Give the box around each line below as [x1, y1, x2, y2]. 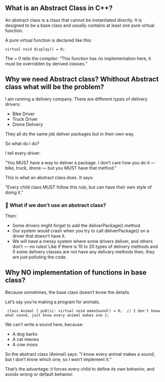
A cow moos [12, 341, 38, 347]
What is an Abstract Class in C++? [5, 4, 113, 12]
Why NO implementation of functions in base [5, 268, 147, 277]
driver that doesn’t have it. [12, 233, 66, 239]
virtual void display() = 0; [5, 47, 65, 51]
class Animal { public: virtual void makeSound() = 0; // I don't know [7, 308, 161, 313]
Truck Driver [12, 116, 38, 122]
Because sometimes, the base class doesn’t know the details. [5, 289, 130, 295]
